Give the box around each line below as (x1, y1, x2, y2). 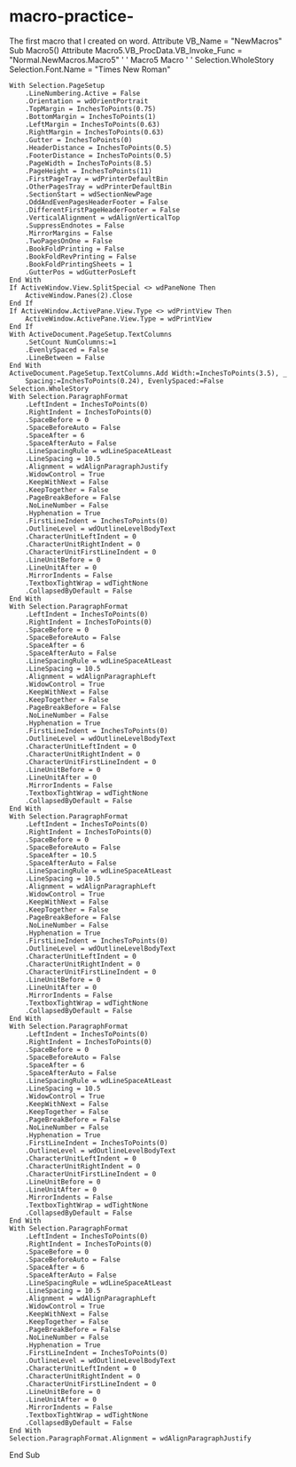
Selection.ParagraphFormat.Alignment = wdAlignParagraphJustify (9, 1433, 252, 1443)
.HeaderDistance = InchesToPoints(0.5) (25, 143, 173, 152)
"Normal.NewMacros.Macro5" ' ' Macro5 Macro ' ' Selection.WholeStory (9, 54, 275, 65)
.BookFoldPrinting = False (25, 244, 125, 253)
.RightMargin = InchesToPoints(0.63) (25, 127, 165, 137)
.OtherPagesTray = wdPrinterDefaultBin (25, 182, 173, 191)
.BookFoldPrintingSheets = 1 (25, 259, 133, 268)
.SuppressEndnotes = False (25, 220, 125, 230)
